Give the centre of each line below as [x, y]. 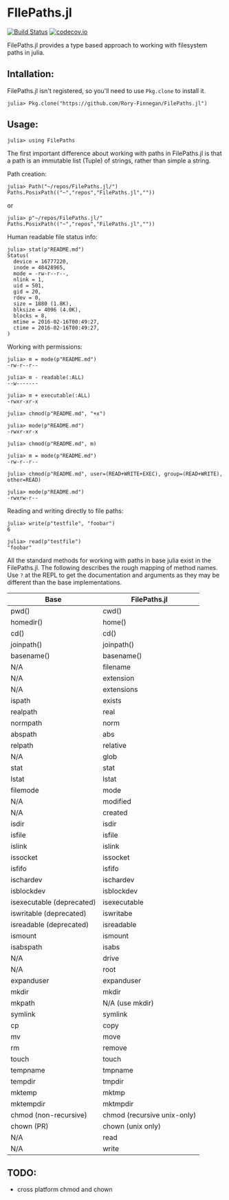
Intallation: [31, 74]
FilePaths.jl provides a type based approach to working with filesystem [107, 45]
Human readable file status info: [52, 236]
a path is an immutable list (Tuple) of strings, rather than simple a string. [109, 161]
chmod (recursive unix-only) [150, 1115]
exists [112, 700]
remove [115, 1048]
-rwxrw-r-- [23, 498]
